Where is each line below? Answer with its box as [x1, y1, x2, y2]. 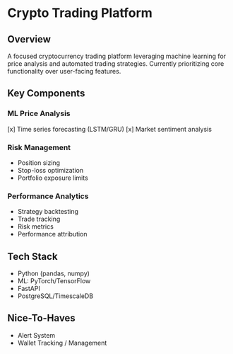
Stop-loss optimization [17, 166, 83, 174]
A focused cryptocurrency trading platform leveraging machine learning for [7, 52, 227, 60]
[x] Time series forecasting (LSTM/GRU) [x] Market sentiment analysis [7, 125, 212, 133]
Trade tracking [17, 215, 61, 224]
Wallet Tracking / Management [17, 338, 107, 347]
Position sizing [17, 158, 61, 167]
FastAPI [17, 285, 40, 293]
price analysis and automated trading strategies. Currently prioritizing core [7, 59, 225, 68]
